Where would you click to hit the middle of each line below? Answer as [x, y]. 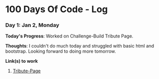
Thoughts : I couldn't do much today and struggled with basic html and [80, 46]
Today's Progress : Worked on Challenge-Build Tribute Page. [70, 36]
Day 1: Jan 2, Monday [32, 25]
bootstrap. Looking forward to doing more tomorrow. [61, 51]
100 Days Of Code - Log [57, 9]
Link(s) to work [22, 61]
